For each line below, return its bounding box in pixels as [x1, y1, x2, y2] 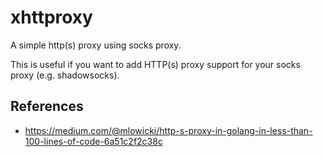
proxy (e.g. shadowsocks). [10, 69, 120, 81]
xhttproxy [10, 6, 93, 29]
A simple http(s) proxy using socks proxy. [10, 39, 182, 51]
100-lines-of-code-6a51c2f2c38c [24, 135, 163, 147]
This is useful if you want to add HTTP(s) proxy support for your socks [10, 58, 301, 70]
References [10, 98, 84, 115]
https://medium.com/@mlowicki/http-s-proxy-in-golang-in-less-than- [24, 124, 313, 136]
